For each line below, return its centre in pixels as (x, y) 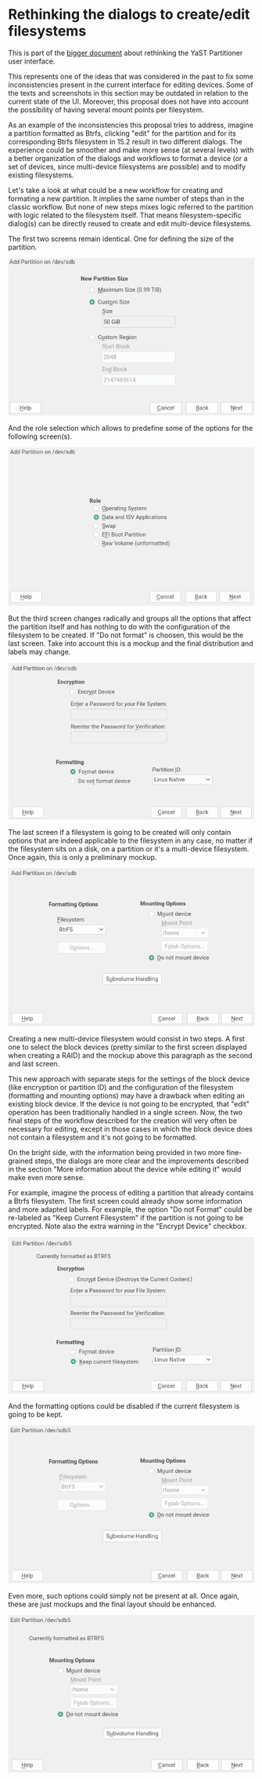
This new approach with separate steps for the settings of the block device (129, 1079)
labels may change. (39, 652)
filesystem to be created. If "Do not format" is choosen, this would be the (126, 635)
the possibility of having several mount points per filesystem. (106, 109)
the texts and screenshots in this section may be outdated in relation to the (128, 93)
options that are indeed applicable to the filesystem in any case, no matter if (130, 840)
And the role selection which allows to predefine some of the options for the (131, 428)
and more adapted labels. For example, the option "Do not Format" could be (130, 1209)
